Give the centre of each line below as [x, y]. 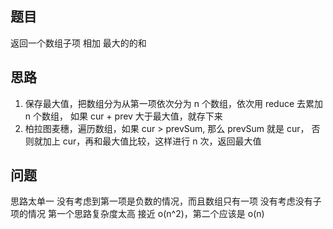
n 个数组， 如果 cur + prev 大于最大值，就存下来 [123, 116]
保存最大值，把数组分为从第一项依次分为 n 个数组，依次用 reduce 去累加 [174, 103]
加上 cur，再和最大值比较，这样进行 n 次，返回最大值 [152, 141]
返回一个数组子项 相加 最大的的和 [78, 43]
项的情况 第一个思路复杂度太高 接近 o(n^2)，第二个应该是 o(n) [137, 214]
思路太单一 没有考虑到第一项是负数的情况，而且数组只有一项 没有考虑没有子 [166, 201]
